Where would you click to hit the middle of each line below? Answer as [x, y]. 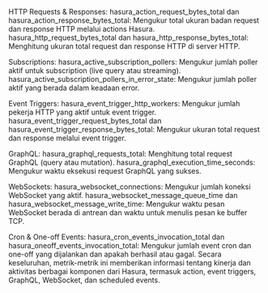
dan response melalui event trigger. [68, 138]
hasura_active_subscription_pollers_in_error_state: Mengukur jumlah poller [133, 79]
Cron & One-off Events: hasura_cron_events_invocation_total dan [117, 237]
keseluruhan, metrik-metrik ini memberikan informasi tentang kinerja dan [130, 263]
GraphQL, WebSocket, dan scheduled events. [84, 280]
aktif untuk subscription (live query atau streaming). [95, 71]
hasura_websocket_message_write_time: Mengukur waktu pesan [117, 204]
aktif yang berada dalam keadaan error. [74, 88]
